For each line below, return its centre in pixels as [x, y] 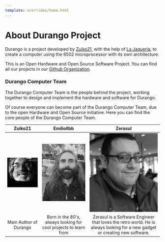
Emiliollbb [64, 128]
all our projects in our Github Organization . [48, 69]
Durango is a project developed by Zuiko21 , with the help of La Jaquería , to [81, 49]
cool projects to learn [63, 227]
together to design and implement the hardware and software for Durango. [81, 97]
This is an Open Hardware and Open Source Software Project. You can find [81, 63]
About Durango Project [53, 35]
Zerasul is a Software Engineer [124, 217]
